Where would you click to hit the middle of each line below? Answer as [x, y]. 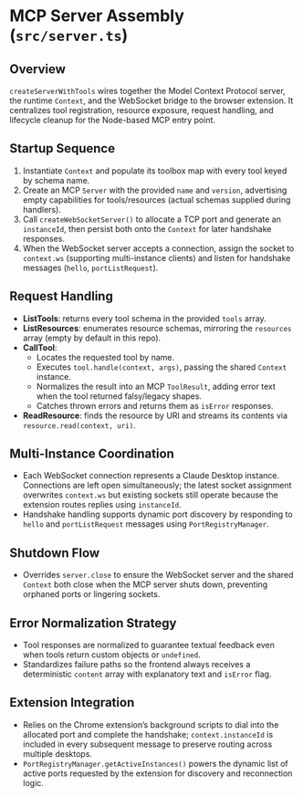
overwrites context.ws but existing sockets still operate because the [150, 495]
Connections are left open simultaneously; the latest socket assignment [157, 486]
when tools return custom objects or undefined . [111, 655]
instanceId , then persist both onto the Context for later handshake [147, 228]
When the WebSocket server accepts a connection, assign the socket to [158, 248]
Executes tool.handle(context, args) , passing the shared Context [162, 367]
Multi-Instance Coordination [92, 454]
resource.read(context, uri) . [79, 425]
